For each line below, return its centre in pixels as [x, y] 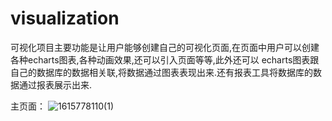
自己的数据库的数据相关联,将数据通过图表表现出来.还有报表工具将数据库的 [162, 72]
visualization [65, 18]
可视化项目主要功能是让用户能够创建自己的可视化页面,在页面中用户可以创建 [165, 47]
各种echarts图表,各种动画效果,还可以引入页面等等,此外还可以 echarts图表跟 [165, 59]
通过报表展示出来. [55, 84]
